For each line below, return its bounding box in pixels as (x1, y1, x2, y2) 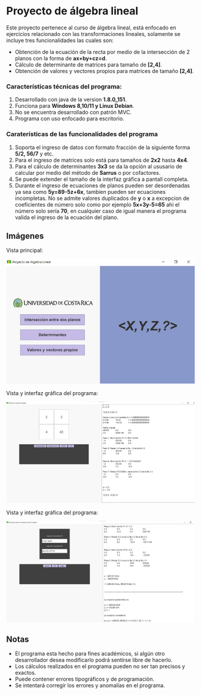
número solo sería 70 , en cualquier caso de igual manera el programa (14, 207, 187, 214)
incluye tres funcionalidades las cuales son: (6, 37, 114, 44)
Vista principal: (6, 247, 43, 254)
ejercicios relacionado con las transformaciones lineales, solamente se (6, 30, 181, 37)
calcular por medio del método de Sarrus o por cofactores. (14, 169, 161, 176)
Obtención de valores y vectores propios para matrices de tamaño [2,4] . (14, 67, 194, 74)
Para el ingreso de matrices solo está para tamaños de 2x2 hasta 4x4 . (14, 156, 189, 163)
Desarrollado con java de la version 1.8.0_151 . (14, 96, 127, 103)
